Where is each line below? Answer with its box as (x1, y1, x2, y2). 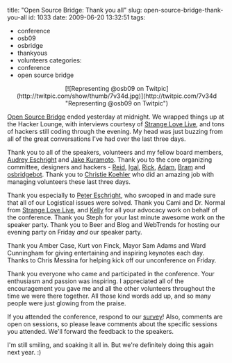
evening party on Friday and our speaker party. (7, 228, 142, 236)
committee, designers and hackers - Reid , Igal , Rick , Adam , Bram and (7, 163, 206, 171)
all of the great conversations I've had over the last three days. (7, 135, 186, 143)
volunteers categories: (17, 56, 82, 65)
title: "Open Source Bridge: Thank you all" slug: (7, 6, 142, 14)
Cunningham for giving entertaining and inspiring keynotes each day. (7, 249, 205, 257)
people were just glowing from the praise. (7, 299, 126, 307)
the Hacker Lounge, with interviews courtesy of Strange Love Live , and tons (7, 120, 224, 128)
